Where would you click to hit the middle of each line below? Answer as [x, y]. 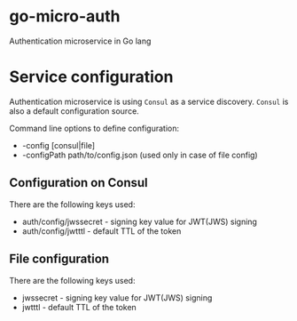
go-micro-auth [65, 16]
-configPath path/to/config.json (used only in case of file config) [140, 155]
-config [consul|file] [59, 145]
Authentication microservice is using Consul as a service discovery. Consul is [149, 101]
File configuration [59, 259]
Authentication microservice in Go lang [80, 41]
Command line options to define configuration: [94, 128]
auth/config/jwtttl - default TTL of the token [102, 231]
